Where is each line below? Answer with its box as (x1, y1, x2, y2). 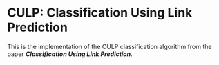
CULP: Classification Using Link (7, 5, 193, 21)
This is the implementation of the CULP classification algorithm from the (7, 42, 212, 50)
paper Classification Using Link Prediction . (7, 50, 133, 58)
